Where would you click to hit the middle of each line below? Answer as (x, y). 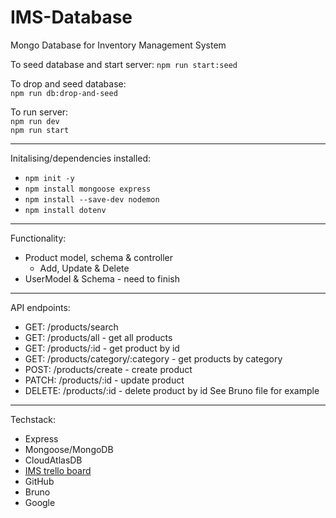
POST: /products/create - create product (108, 369)
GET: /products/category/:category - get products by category (153, 358)
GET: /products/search (71, 327)
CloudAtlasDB (53, 460)
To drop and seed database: (68, 83)
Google (40, 502)
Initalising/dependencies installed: (81, 158)
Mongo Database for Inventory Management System (118, 45)
